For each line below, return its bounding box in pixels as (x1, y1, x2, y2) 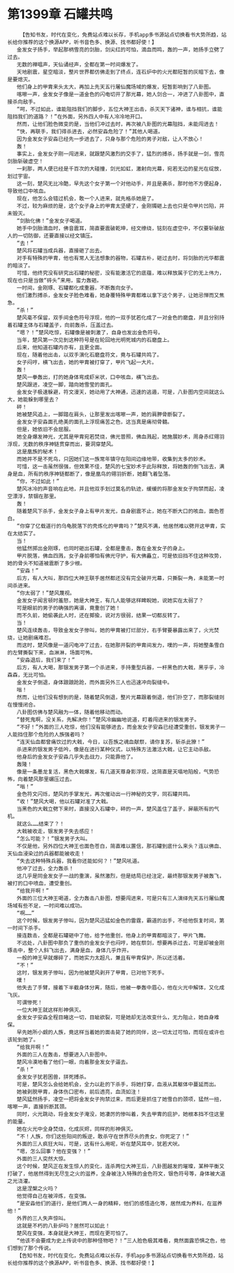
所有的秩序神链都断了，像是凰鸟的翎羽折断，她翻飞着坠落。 (27, 470, 174, 477)
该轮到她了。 (7, 1036, 39, 1043)
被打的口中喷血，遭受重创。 (7, 880, 75, 887)
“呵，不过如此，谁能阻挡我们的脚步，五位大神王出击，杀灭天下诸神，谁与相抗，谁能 (16, 106, 223, 113)
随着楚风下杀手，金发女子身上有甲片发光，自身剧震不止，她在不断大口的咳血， (16, 507, 210, 515)
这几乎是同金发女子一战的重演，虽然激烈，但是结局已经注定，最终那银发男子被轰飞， (16, 872, 225, 879)
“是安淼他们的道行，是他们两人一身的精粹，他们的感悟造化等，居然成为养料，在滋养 (16, 1199, 223, 1207)
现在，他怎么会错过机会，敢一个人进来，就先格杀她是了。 (16, 195, 157, 202)
